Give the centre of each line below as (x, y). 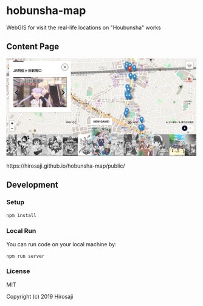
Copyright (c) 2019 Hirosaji (40, 296)
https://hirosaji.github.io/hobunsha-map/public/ (66, 166)
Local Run (21, 231)
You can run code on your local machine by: (61, 244)
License (18, 271)
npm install (21, 216)
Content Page (33, 47)
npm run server (26, 256)
